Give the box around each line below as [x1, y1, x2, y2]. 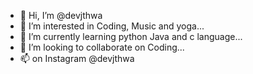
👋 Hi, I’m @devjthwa [19, 10, 103, 21]
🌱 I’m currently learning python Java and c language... [19, 31, 243, 42]
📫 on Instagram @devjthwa [19, 53, 135, 64]
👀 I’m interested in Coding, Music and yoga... [19, 20, 205, 32]
